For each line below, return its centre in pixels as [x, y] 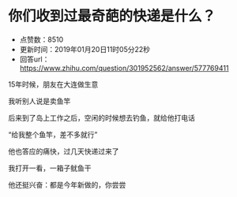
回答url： [34, 59]
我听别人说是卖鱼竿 [39, 101]
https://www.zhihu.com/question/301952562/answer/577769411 [124, 68]
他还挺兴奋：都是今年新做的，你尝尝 [67, 184]
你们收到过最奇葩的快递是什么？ [112, 16]
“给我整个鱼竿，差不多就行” [53, 134]
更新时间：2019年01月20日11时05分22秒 [85, 49]
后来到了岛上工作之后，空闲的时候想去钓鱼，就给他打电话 [102, 117]
